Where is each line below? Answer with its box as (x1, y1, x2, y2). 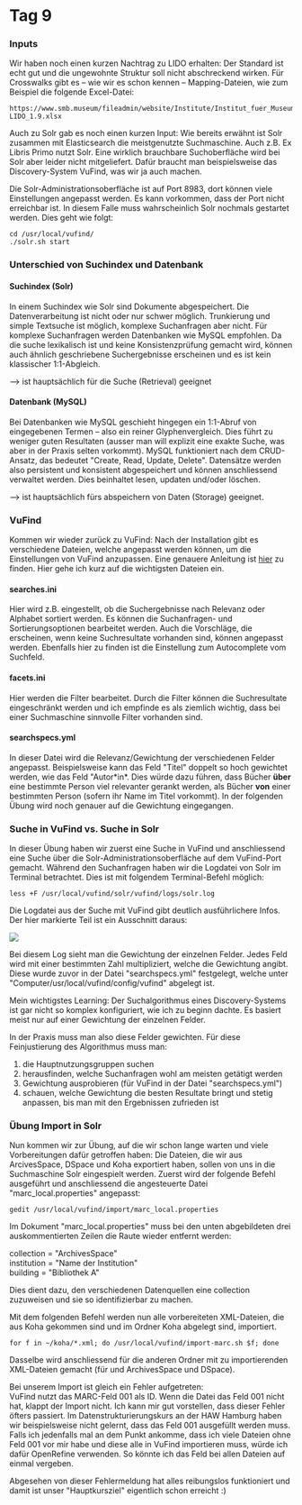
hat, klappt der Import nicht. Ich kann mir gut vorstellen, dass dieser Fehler (9, 1400, 286, 1411)
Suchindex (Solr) (9, 281, 74, 291)
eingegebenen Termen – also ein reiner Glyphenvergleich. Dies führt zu (9, 425, 273, 437)
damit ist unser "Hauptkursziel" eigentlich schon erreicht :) (9, 1485, 226, 1496)
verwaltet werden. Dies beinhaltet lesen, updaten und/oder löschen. (9, 474, 261, 485)
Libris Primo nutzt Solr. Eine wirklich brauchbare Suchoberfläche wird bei (9, 147, 280, 158)
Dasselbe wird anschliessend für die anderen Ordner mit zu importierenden (9, 1354, 289, 1365)
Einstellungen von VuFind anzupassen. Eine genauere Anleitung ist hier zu (9, 553, 285, 564)
